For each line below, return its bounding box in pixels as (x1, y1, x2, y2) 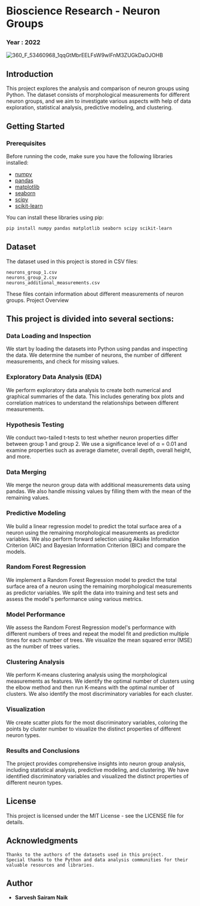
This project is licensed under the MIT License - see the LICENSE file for (6, 812, 184, 819)
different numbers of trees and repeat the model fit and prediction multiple (6, 630, 189, 637)
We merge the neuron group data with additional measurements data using (6, 482, 190, 489)
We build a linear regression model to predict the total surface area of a (6, 522, 182, 529)
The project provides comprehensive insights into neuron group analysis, (6, 760, 186, 768)
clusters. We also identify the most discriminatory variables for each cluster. (6, 691, 193, 698)
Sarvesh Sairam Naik (14, 894, 68, 901)
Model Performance (6, 610, 66, 618)
